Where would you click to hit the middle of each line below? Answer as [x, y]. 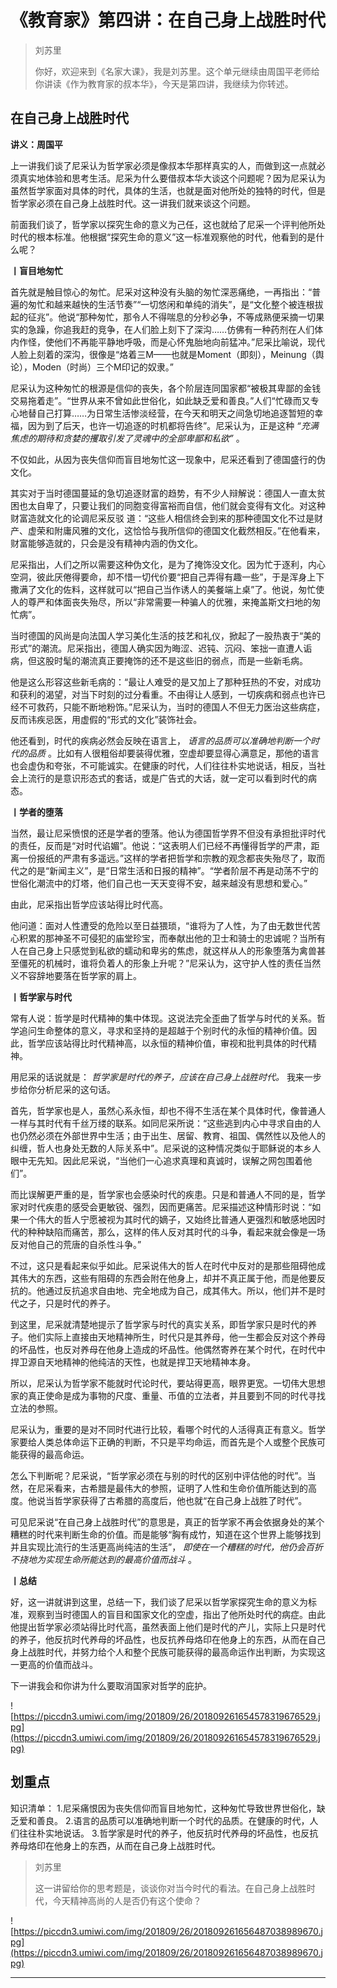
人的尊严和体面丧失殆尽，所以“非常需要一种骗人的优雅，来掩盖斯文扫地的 [161, 602]
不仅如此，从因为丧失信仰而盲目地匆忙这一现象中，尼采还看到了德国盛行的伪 [168, 459]
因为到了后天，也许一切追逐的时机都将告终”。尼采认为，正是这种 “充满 [173, 425]
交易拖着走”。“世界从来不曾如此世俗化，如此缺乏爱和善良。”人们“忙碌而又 [160, 400]
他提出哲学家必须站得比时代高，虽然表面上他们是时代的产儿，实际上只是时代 [168, 1627]
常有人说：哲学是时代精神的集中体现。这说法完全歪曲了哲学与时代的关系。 [163, 1018]
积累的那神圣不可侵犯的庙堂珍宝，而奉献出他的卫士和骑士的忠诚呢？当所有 [172, 938]
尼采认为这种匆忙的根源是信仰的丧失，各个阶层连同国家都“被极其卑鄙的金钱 [166, 388]
